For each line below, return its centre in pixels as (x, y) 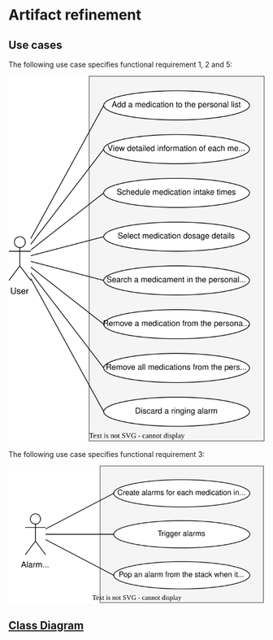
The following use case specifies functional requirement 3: (107, 455)
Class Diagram (46, 626)
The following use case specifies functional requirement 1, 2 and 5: (121, 64)
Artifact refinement (75, 15)
